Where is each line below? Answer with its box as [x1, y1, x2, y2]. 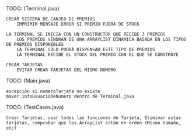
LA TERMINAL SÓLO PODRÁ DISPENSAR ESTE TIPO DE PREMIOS [16, 46, 156, 52]
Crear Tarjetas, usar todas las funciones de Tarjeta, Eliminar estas [6, 115, 181, 121]
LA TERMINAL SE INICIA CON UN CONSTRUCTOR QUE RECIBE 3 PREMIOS [6, 31, 166, 37]
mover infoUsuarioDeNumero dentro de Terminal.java [6, 94, 134, 99]
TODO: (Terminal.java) [6, 5, 60, 12]
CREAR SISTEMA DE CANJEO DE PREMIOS [6, 16, 95, 22]
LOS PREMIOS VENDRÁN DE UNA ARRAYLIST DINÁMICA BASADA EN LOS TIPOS [16, 37, 187, 42]
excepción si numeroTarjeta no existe [6, 88, 100, 94]
